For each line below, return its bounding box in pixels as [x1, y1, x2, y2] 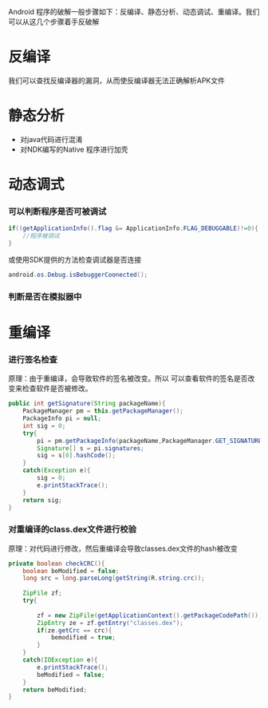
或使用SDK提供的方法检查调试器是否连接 [8, 255, 142, 264]
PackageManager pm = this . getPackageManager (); [22, 407, 183, 415]
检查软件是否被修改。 [22, 384, 93, 394]
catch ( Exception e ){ [22, 466, 91, 475]
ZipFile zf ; [22, 589, 62, 597]
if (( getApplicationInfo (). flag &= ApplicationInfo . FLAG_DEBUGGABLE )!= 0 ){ [8, 224, 259, 233]
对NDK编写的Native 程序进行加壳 [19, 144, 128, 154]
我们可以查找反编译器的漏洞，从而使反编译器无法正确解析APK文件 [8, 75, 226, 85]
